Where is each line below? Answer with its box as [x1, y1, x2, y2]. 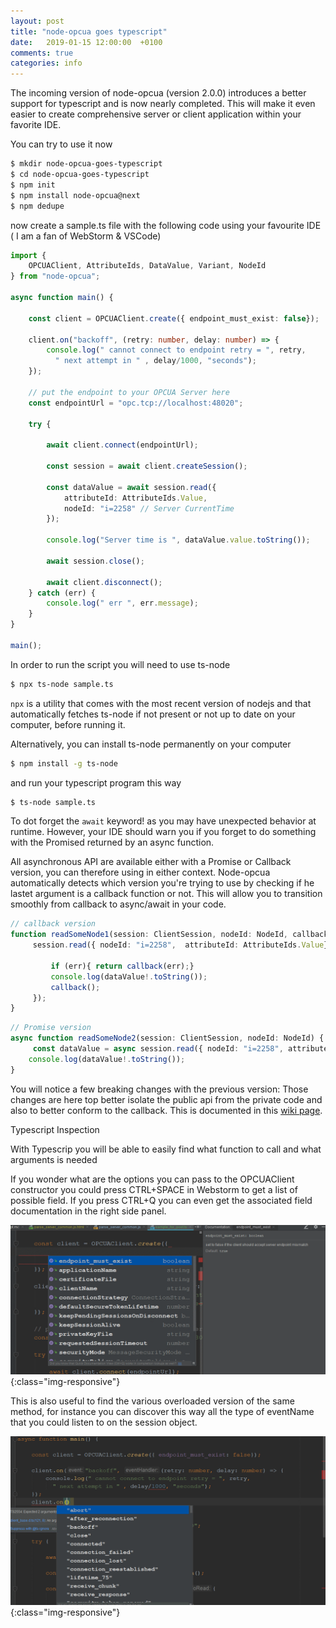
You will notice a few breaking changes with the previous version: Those [10, 1083, 309, 1095]
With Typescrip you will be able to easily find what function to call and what [10, 1143, 322, 1155]
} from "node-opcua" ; [10, 271, 101, 282]
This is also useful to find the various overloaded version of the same [10, 1395, 295, 1407]
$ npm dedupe [10, 201, 65, 211]
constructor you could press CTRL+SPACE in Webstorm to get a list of [10, 1183, 298, 1195]
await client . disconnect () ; [46, 577, 163, 587]
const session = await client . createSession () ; [46, 461, 248, 471]
